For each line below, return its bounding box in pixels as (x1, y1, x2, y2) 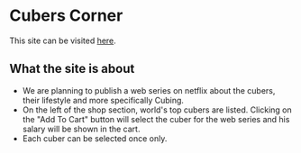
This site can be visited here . (9, 35, 117, 46)
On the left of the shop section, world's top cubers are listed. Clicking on (22, 104, 293, 115)
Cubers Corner (9, 5, 123, 26)
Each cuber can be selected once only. (22, 132, 168, 144)
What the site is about (9, 61, 135, 76)
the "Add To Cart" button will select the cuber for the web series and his (22, 113, 290, 124)
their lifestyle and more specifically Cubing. (22, 94, 185, 105)
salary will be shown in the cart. (22, 123, 141, 134)
